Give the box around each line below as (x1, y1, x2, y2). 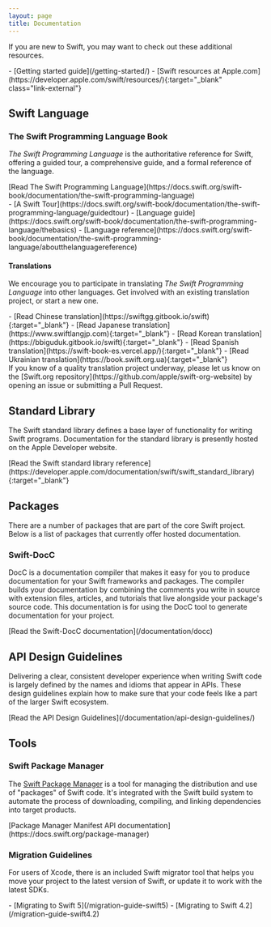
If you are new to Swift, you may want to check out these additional (8, 41, 233, 51)
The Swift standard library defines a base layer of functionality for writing (8, 426, 252, 436)
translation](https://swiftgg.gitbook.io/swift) (64, 312, 210, 321)
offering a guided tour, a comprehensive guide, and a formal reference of (8, 158, 252, 168)
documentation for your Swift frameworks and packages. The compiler (8, 576, 245, 586)
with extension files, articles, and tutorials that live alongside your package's (8, 593, 263, 603)
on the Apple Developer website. (8, 443, 117, 453)
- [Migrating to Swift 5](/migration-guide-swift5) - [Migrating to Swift (8, 900, 238, 911)
